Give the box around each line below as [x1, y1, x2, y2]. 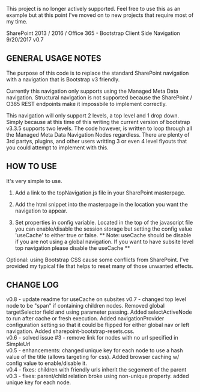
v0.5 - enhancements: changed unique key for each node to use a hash [6, 347, 183, 354]
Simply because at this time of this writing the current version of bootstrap [6, 118, 190, 125]
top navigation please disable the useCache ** [14, 244, 130, 252]
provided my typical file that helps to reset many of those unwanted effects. [6, 262, 194, 270]
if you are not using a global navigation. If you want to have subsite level [14, 238, 194, 245]
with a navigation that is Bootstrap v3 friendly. [6, 75, 120, 83]
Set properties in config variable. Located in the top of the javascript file [14, 219, 193, 226]
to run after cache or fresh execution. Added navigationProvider [6, 315, 165, 322]
